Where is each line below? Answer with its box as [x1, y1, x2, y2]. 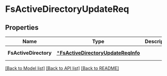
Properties [5, 23, 39, 32]
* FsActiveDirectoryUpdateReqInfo [56, 50, 140, 56]
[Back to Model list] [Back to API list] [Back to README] [5, 66, 119, 71]
